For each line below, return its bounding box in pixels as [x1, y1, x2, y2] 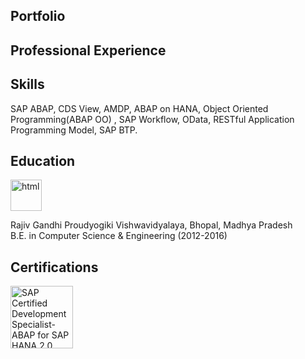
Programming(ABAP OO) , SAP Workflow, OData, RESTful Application [10, 113, 295, 125]
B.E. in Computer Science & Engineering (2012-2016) [10, 230, 228, 242]
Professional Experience [10, 42, 167, 59]
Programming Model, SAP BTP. [10, 124, 138, 136]
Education [10, 152, 76, 169]
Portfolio [10, 8, 66, 25]
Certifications [10, 259, 99, 276]
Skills [10, 76, 45, 93]
